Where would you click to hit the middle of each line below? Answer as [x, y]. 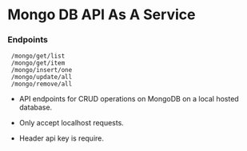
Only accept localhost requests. [72, 123]
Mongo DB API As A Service [102, 15]
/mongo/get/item [38, 63]
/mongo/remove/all [42, 84]
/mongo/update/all [42, 77]
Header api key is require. [62, 138]
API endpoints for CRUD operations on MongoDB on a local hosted [129, 99]
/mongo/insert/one [42, 70]
